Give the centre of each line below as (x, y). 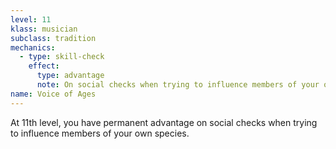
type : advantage (70, 76)
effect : (44, 66)
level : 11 (31, 19)
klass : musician (44, 29)
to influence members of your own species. (100, 133)
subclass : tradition (53, 38)
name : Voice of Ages (53, 94)
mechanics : (33, 47)
